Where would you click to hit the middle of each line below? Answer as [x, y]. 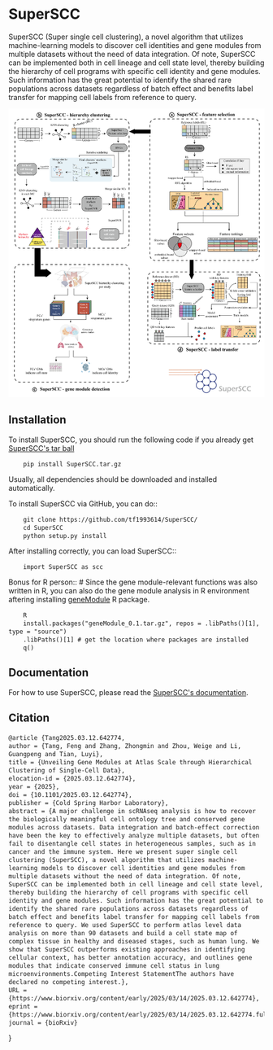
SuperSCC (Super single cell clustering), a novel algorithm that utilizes [126, 37]
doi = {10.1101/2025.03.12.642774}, [70, 794]
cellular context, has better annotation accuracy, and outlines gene [130, 957]
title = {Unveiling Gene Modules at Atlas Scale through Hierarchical [130, 762]
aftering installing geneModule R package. [79, 599]
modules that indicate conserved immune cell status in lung [114, 965]
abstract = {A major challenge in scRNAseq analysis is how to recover [132, 811]
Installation [37, 420]
